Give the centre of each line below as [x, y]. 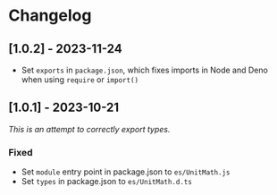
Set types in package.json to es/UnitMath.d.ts [107, 182]
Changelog [50, 16]
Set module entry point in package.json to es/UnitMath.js [126, 172]
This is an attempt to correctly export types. [89, 129]
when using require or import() [80, 80]
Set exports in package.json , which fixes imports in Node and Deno [145, 70]
